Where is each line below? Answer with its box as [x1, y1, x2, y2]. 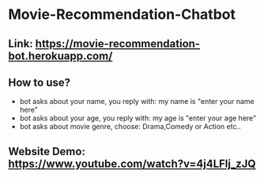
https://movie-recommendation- [35, 37, 200, 50]
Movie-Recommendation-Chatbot [8, 6, 236, 24]
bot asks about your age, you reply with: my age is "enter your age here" [19, 113, 257, 123]
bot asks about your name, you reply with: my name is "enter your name [19, 97, 255, 106]
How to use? [8, 76, 71, 89]
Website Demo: [8, 144, 85, 158]
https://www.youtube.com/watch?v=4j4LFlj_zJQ [8, 157, 256, 170]
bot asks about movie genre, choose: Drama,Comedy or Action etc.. [19, 122, 241, 132]
